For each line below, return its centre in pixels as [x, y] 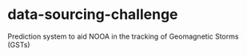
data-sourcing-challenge [93, 15]
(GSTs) [19, 44]
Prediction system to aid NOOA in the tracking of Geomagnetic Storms [123, 36]
